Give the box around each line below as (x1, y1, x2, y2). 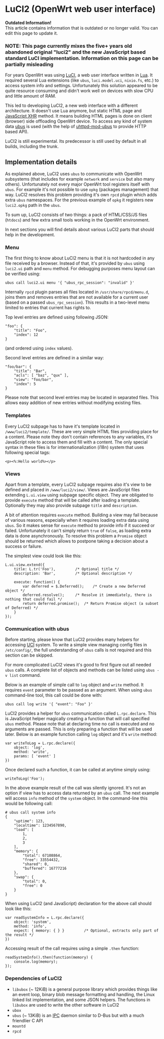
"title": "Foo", (14, 328, 47, 333)
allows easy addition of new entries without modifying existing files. (5, 400, 142, 406)
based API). (5, 129, 29, 135)
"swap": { (14, 875, 34, 880)
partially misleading (5, 61, 54, 67)
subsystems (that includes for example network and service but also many (5, 176, 155, 182)
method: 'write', (14, 750, 49, 755)
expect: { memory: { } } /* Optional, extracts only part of (14, 928, 159, 933)
